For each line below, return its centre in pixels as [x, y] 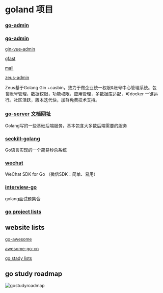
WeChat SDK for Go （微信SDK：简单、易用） [52, 174]
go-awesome [18, 239]
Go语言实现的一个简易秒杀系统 [36, 150]
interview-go [21, 187]
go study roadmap [34, 274]
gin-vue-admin [20, 49]
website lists [25, 227]
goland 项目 [29, 10]
